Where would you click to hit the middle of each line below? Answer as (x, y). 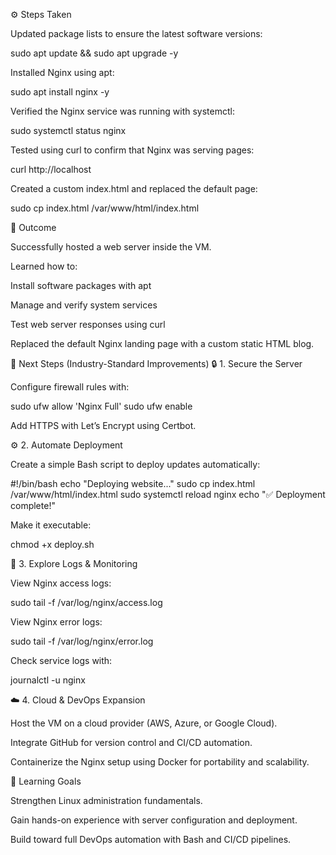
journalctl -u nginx (48, 680)
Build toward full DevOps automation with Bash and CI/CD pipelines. (151, 839)
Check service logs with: (61, 660)
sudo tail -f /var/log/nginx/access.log (86, 602)
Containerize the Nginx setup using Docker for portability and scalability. (160, 762)
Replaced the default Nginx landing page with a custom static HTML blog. (162, 343)
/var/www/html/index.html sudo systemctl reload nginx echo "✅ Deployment (168, 494)
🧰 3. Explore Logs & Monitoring (74, 563)
